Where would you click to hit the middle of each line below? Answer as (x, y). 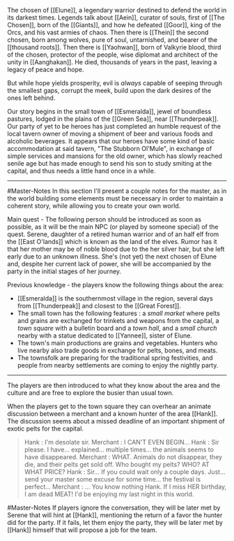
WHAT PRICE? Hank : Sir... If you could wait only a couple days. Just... (125, 472)
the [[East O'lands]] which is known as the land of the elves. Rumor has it (112, 241)
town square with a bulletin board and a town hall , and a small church (117, 328)
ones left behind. (31, 98)
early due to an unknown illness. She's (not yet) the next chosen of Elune (112, 257)
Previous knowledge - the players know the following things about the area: (116, 285)
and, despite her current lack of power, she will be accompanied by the (109, 264)
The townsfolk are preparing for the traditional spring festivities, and (115, 358)
